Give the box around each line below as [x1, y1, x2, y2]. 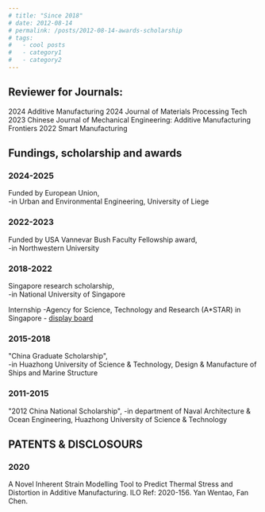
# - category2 [8, 56, 62, 64]
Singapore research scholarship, [8, 281, 115, 290]
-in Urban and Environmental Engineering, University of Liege [8, 196, 209, 207]
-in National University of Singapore [8, 289, 125, 299]
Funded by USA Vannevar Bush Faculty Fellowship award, [8, 235, 198, 244]
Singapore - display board [8, 313, 94, 323]
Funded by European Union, [8, 188, 100, 198]
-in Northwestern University [8, 243, 99, 253]
